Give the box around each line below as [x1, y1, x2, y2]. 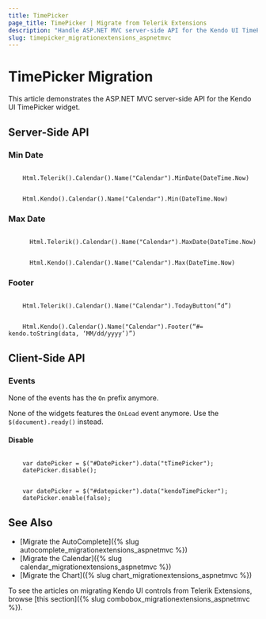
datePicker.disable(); [22, 467, 97, 475]
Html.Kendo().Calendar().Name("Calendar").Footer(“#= [22, 323, 203, 331]
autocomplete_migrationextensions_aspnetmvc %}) [19, 545, 188, 555]
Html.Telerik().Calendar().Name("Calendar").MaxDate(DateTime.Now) [28, 239, 257, 246]
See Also [8, 516, 53, 529]
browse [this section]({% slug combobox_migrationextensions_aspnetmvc [8, 594, 251, 604]
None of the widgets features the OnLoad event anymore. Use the [8, 409, 219, 418]
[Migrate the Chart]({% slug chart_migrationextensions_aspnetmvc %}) [19, 571, 253, 580]
